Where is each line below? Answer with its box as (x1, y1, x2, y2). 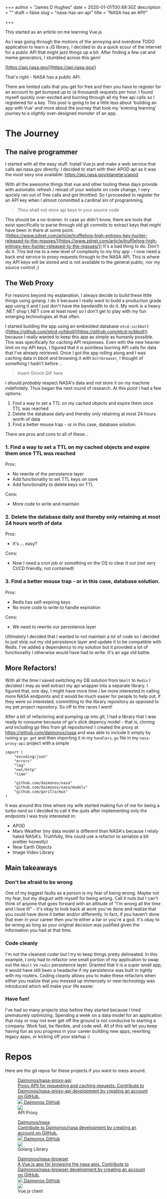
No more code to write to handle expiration (12, 604, 101, 610)
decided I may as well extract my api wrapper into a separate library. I (5, 683, 148, 689)
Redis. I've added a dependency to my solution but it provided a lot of (5, 644, 148, 650)
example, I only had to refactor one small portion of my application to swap (5, 956, 159, 962)
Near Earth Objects (12, 844, 52, 850)
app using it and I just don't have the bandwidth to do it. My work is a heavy (5, 303, 161, 309)
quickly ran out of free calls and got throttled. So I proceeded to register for (5, 192, 160, 198)
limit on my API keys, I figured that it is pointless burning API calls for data (5, 344, 157, 350)
